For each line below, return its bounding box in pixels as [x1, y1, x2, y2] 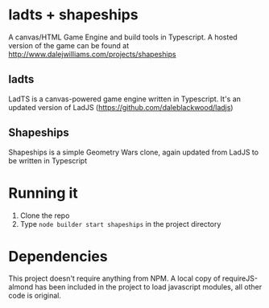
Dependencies [8, 247, 108, 265]
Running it [8, 183, 78, 202]
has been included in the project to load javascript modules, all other [35, 282, 263, 292]
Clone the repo [19, 211, 70, 220]
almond [8, 282, 34, 292]
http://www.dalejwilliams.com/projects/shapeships [8, 49, 176, 59]
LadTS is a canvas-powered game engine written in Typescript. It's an [8, 94, 242, 104]
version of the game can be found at [8, 40, 130, 50]
